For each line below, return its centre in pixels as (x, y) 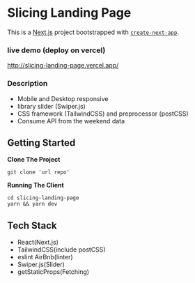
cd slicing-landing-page (43, 198)
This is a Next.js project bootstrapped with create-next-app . (93, 32)
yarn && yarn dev (32, 204)
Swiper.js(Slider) (41, 265)
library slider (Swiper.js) (51, 106)
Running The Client (36, 185)
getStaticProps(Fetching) (53, 272)
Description (28, 84)
